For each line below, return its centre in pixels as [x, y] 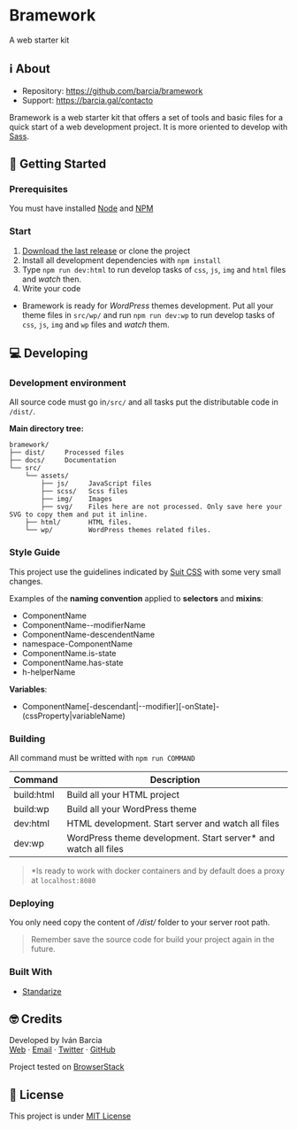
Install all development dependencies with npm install [121, 260]
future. [43, 949]
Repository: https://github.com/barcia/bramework [112, 90]
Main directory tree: [46, 429]
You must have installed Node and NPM [81, 208]
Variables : [28, 689]
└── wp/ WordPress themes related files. [118, 530]
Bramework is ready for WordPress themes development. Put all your [148, 306]
